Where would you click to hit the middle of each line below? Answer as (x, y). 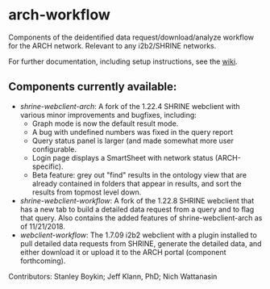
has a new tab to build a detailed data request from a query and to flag (137, 209)
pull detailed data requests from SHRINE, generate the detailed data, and (141, 243)
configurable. (54, 149)
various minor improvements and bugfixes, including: (108, 115)
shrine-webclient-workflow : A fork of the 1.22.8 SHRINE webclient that (137, 200)
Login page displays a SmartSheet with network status (123, 157)
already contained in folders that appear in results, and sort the (137, 183)
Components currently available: (93, 87)
